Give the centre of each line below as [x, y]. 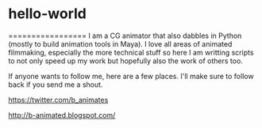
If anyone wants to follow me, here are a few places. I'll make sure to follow [131, 76]
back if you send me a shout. [56, 85]
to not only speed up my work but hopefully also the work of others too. [126, 61]
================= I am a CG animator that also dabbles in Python [125, 36]
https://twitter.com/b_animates [58, 100]
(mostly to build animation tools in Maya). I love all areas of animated [120, 43]
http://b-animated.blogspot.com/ [62, 115]
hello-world [48, 14]
